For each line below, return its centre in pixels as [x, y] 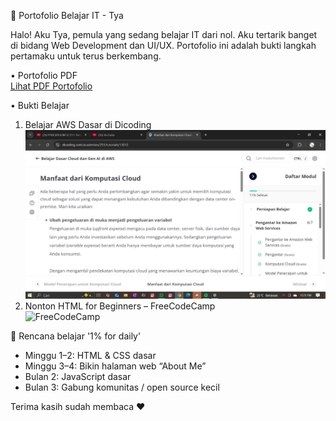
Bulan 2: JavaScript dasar [78, 377]
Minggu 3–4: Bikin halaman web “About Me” [115, 366]
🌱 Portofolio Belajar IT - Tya [67, 15]
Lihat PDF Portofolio [51, 86]
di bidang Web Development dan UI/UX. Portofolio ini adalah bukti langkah [163, 45]
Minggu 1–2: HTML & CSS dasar [90, 356]
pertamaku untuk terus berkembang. [86, 56]
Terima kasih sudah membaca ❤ [78, 407]
